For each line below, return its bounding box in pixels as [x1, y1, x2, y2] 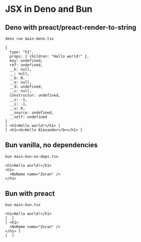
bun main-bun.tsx [5, 202, 41, 207]
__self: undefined [9, 114, 48, 119]
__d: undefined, [9, 84, 43, 89]
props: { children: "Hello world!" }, [9, 53, 90, 59]
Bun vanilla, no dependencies [5, 141, 98, 149]
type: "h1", [9, 49, 35, 54]
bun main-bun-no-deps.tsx [5, 154, 58, 159]
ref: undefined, [9, 62, 43, 67]
